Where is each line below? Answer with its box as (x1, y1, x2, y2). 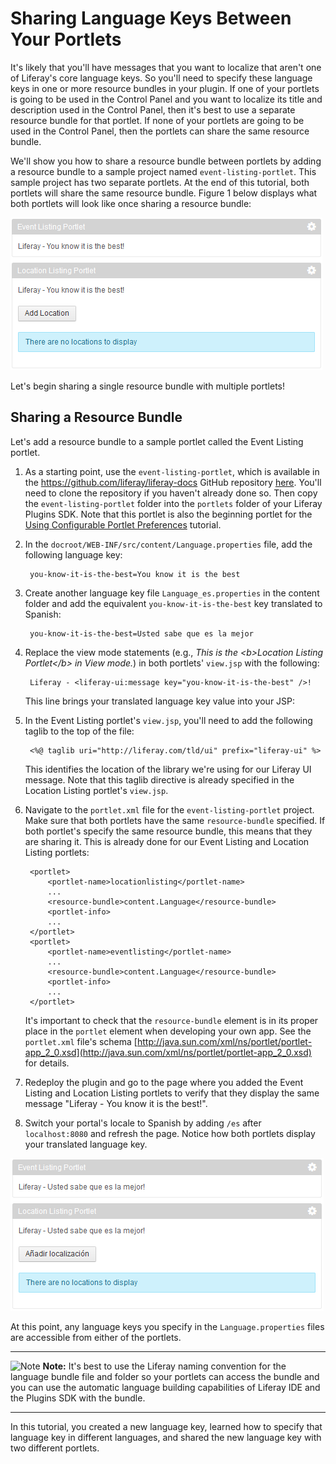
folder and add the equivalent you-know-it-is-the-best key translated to (24, 597, 323, 609)
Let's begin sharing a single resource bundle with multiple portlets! (10, 380, 285, 392)
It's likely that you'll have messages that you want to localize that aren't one (10, 61, 322, 73)
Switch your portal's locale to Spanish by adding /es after (24, 1117, 262, 1129)
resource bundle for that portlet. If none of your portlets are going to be (10, 114, 305, 126)
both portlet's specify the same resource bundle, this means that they (24, 825, 313, 837)
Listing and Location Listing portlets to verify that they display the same (24, 1087, 320, 1099)
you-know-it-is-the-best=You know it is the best (29, 569, 241, 579)
